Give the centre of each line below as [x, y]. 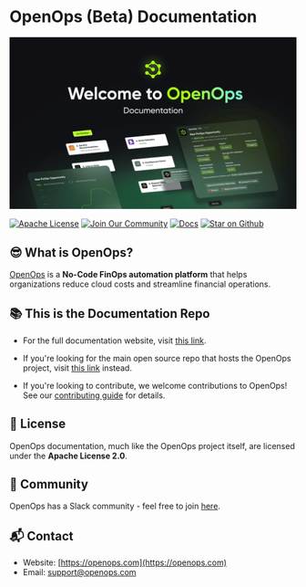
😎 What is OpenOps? [71, 252]
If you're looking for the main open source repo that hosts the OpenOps [157, 358]
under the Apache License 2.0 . [68, 456]
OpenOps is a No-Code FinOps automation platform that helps [128, 274]
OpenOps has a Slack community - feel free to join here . [115, 506]
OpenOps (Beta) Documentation [133, 17]
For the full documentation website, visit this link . [114, 341]
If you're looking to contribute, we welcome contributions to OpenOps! [155, 385]
